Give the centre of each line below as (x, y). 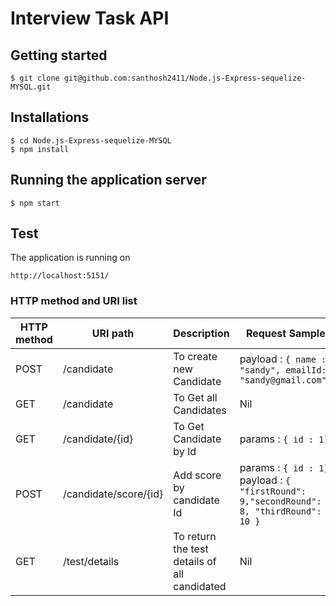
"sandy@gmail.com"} (285, 380)
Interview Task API (90, 18)
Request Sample (285, 333)
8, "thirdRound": (280, 511)
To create (195, 356)
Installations (50, 117)
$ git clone (35, 78)
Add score (197, 475)
